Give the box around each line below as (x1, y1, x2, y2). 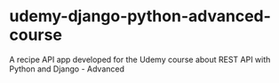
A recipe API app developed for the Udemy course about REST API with (9, 54, 271, 64)
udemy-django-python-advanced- (9, 6, 271, 26)
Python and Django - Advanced (9, 64, 125, 74)
